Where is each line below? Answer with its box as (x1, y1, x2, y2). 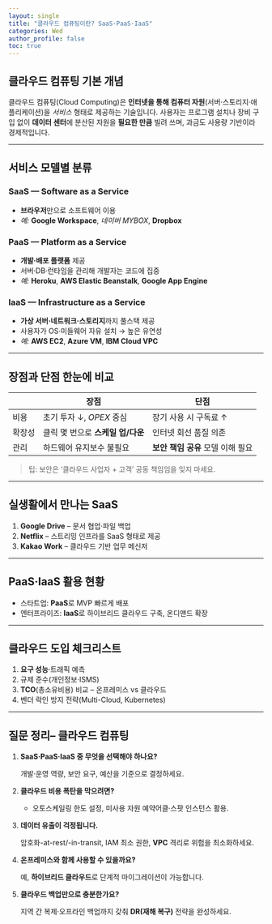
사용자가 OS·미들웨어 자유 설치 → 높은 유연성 (19, 326, 163, 336)
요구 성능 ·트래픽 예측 (19, 665, 86, 674)
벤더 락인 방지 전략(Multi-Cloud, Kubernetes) (19, 695, 166, 705)
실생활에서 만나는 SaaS (8, 498, 119, 511)
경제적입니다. (8, 127, 50, 137)
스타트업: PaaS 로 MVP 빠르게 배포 (19, 597, 130, 608)
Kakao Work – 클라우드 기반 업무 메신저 (19, 541, 148, 551)
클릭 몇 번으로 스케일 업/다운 (43, 427, 145, 438)
